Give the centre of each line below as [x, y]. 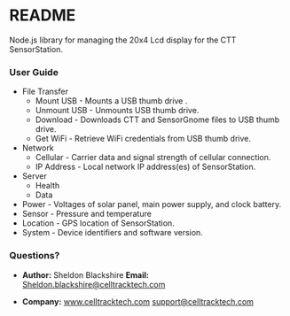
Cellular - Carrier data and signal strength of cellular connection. [153, 158]
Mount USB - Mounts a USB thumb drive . [111, 101]
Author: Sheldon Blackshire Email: [85, 274]
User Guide [34, 72]
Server [34, 176]
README [43, 15]
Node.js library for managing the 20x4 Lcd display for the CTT [123, 40]
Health [47, 186]
